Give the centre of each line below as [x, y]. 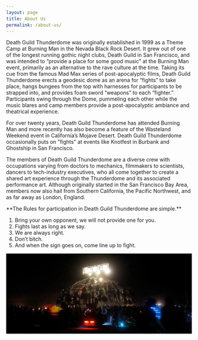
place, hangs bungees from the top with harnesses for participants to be [94, 86]
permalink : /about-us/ [34, 25]
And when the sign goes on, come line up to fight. [75, 245]
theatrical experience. [33, 112]
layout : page [22, 12]
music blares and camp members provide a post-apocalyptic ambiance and [98, 105]
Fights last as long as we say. [50, 226]
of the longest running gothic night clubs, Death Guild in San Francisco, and [98, 55]
